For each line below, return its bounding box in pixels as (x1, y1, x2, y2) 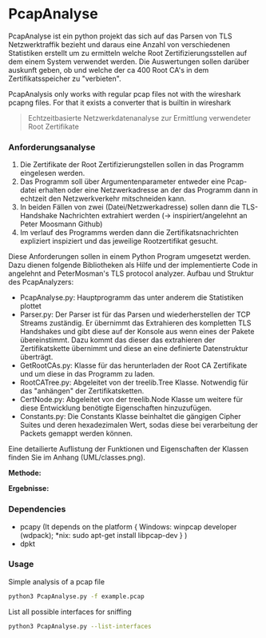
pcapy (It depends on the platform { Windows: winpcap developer (19, 521, 237, 532)
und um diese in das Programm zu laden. (19, 369, 156, 379)
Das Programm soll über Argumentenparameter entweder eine (19, 177, 225, 186)
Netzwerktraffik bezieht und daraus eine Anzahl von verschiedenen (8, 39, 230, 49)
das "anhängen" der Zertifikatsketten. (19, 386, 145, 396)
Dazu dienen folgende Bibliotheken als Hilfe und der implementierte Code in (8, 261, 258, 270)
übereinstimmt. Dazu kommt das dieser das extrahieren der (19, 335, 216, 345)
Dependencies (8, 504, 66, 515)
